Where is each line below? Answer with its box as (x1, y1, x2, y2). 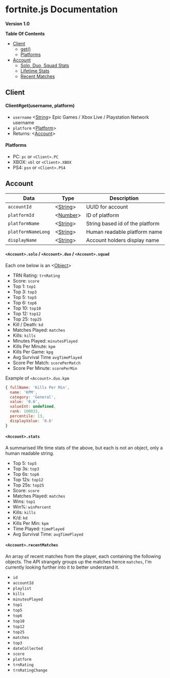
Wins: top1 (12, 498, 36, 504)
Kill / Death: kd (12, 321, 44, 327)
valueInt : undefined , (10, 404, 56, 409)
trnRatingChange (12, 668, 48, 673)
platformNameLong (8, 229, 50, 235)
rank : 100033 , (10, 409, 40, 414)
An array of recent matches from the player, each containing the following (5, 553, 161, 559)
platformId (8, 212, 34, 218)
